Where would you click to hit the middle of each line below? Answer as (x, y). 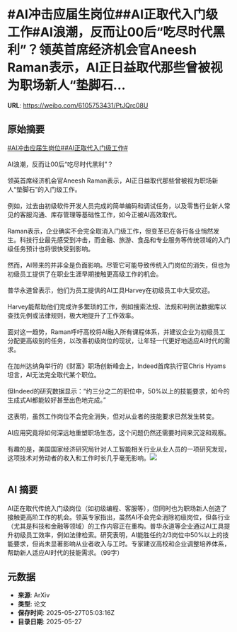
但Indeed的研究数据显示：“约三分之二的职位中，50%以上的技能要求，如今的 (118, 391)
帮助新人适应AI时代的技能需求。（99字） (65, 552)
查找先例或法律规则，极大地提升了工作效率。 (73, 315)
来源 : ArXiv (34, 595)
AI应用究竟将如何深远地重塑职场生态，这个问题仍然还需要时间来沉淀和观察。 (119, 432)
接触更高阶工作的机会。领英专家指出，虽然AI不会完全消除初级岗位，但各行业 (119, 517)
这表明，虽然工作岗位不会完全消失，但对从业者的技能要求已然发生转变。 (112, 416)
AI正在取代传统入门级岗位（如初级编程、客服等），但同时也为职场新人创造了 (117, 508)
